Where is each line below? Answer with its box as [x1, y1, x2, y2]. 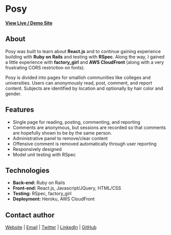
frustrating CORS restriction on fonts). [5, 64, 85, 70]
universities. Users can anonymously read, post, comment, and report [5, 80, 152, 86]
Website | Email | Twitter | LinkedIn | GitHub [5, 224, 97, 230]
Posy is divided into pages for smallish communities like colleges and [5, 74, 151, 81]
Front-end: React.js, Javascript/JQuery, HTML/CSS [12, 185, 121, 191]
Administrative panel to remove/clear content [12, 135, 108, 141]
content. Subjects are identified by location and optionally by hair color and [5, 85, 163, 91]
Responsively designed [12, 146, 62, 152]
